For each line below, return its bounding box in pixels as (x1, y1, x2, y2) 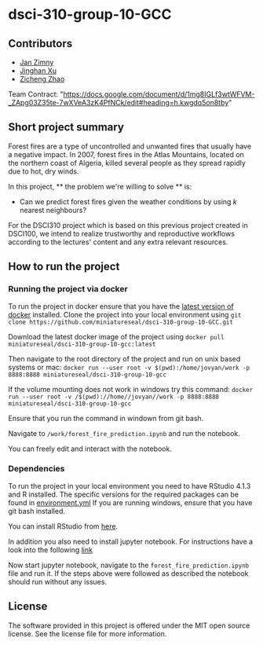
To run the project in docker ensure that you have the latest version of (8, 301, 234, 311)
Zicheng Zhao (19, 75, 65, 83)
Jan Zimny (19, 57, 54, 67)
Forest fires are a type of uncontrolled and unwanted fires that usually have (8, 141, 252, 151)
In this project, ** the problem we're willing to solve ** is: (8, 181, 192, 191)
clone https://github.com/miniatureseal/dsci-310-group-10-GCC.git (8, 318, 234, 326)
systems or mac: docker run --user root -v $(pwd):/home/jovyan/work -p (8, 362, 250, 372)
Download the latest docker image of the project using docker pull (8, 332, 225, 341)
